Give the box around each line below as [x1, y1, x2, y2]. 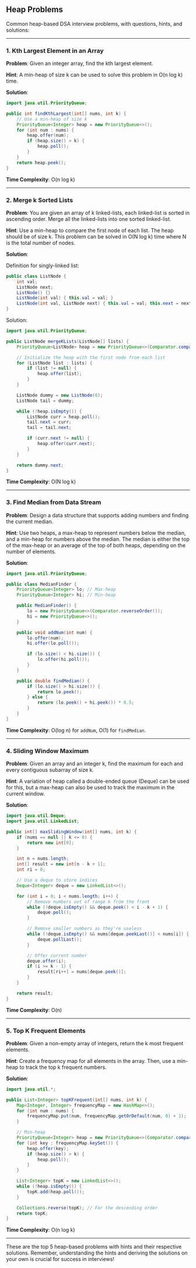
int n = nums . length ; [16, 855, 69, 862]
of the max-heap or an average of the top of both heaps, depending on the [6, 541, 185, 548]
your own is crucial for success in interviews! [6, 1256, 115, 1263]
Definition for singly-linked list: [6, 262, 80, 269]
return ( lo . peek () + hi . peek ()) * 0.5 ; [37, 700, 134, 705]
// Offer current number [27, 952, 87, 959]
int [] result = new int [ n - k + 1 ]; [16, 861, 106, 867]
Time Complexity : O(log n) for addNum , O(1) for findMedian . [6, 727, 146, 734]
